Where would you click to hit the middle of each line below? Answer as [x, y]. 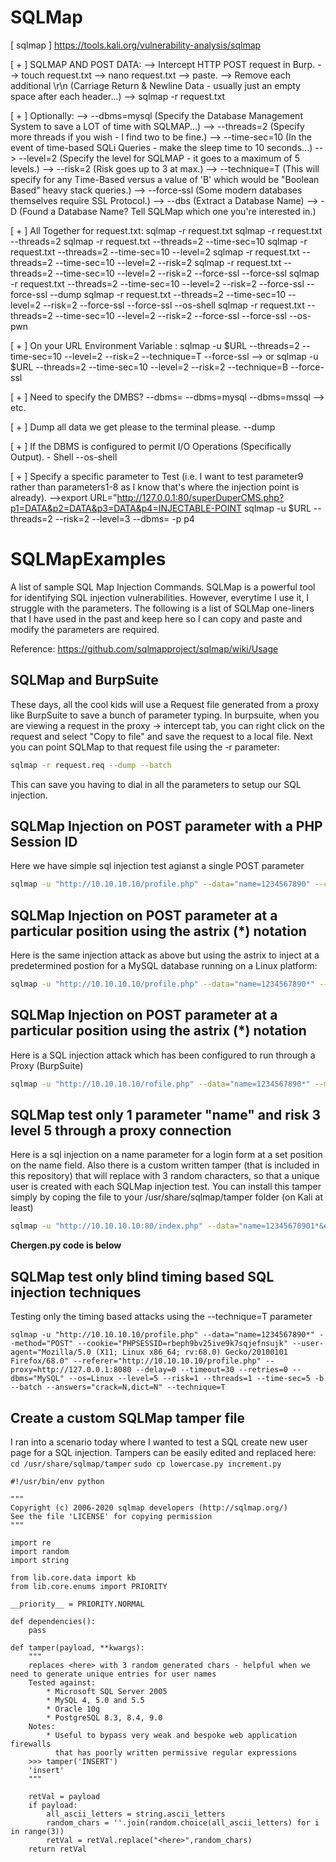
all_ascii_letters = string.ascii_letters [136, 1814]
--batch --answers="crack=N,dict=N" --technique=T [118, 1387]
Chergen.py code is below [66, 1245]
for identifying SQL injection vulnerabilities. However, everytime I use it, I [160, 597]
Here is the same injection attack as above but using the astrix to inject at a [165, 955]
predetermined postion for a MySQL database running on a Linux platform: [164, 966]
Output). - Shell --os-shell [64, 457]
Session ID [44, 841]
